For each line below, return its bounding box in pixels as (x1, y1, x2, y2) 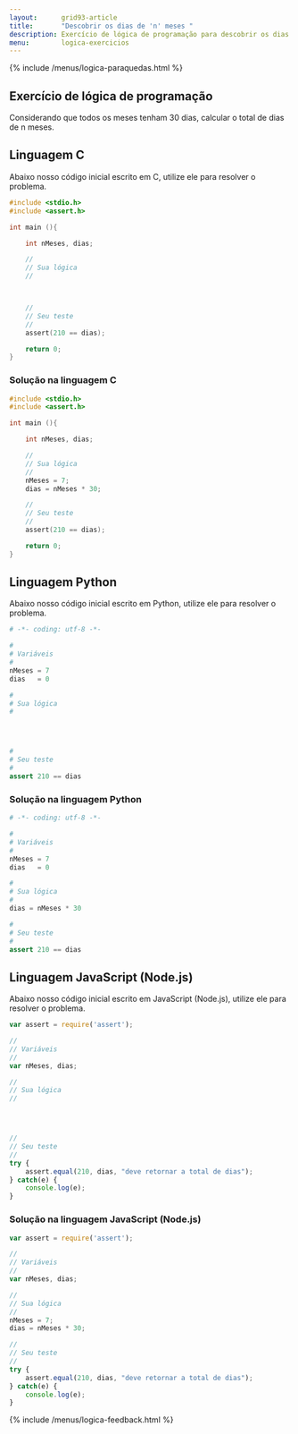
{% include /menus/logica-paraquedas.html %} (9, 63, 184, 73)
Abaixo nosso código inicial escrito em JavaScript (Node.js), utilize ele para (9, 994, 287, 1005)
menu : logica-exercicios (9, 38, 129, 47)
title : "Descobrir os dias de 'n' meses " (9, 21, 194, 30)
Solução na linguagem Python (9, 793, 143, 805)
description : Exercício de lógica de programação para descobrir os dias (9, 30, 290, 38)
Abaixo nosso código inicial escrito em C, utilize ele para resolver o (9, 171, 256, 182)
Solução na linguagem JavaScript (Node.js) (9, 1213, 202, 1226)
